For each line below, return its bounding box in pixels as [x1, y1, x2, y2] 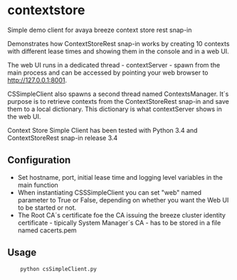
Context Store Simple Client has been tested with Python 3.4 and [7, 126, 198, 134]
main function [17, 181, 58, 189]
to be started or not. [17, 203, 77, 212]
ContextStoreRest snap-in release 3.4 [7, 134, 118, 142]
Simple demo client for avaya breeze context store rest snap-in [7, 26, 192, 34]
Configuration [7, 154, 71, 166]
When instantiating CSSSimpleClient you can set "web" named [17, 188, 201, 197]
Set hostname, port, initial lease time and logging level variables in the [17, 173, 223, 181]
